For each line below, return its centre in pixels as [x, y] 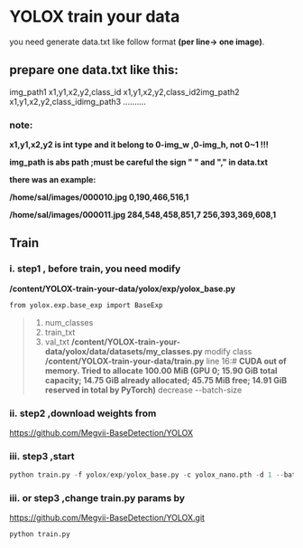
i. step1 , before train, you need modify [95, 269]
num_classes [69, 322]
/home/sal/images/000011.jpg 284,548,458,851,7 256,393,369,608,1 [143, 215]
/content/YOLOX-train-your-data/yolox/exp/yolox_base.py [123, 288]
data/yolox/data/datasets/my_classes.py [124, 351]
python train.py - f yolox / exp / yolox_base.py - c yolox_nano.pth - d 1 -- [147, 475]
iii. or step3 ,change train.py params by [97, 498]
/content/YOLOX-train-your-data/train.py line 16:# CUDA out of [165, 361]
